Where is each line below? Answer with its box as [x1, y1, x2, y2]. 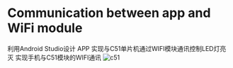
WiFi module [7, 20, 83, 36]
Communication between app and [7, 5, 211, 21]
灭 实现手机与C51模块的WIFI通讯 [7, 53, 101, 62]
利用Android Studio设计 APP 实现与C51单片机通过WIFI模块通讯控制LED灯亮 [7, 44, 227, 52]
